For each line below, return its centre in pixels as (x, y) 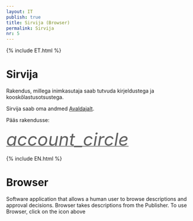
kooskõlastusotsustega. (35, 97)
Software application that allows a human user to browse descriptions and (96, 199)
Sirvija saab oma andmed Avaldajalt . (50, 109)
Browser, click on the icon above (46, 212)
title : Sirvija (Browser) (38, 23)
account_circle (67, 140)
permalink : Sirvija (30, 28)
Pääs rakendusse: (28, 120)
